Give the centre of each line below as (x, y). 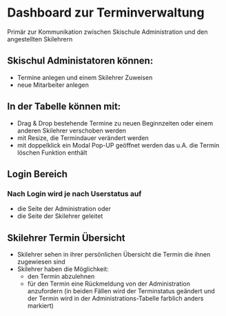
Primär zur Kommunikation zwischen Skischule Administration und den (107, 32)
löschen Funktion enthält (52, 152)
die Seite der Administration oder (64, 209)
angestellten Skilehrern (40, 39)
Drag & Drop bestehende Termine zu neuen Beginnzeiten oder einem (115, 123)
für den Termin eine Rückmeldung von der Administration (109, 284)
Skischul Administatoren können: (80, 61)
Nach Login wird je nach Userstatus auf (74, 193)
